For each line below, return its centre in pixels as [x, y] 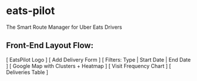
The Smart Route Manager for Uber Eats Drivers [64, 27]
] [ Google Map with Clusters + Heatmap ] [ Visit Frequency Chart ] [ [89, 66]
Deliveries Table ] [27, 72]
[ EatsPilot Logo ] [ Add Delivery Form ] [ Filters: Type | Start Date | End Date [98, 59]
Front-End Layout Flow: [50, 45]
